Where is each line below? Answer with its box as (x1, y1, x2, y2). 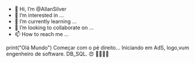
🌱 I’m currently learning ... (14, 18, 77, 24)
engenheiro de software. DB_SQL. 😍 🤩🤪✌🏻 (6, 50, 109, 57)
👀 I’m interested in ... (14, 12, 64, 19)
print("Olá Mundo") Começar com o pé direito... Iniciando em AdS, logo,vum (6, 44, 190, 51)
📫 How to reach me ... (14, 31, 69, 37)
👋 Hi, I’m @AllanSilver (14, 6, 67, 12)
